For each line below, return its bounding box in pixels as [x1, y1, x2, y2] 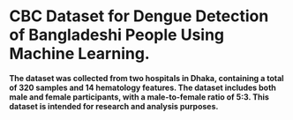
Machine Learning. [9, 44, 150, 64]
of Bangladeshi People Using [9, 25, 225, 45]
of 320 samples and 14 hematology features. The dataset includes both [9, 82, 276, 93]
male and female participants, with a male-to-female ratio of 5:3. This [9, 91, 269, 102]
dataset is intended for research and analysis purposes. [9, 101, 219, 111]
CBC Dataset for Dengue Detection [9, 6, 269, 26]
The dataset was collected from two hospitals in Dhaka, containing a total [9, 72, 284, 83]
